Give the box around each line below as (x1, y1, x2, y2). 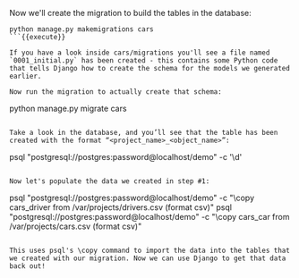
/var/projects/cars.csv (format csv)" (9, 221, 142, 232)
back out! (9, 262, 47, 271)
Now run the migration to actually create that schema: (9, 88, 222, 97)
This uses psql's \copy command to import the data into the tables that (9, 246, 291, 255)
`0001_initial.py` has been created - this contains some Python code (9, 56, 278, 65)
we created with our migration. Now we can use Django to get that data (9, 254, 286, 263)
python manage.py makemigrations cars (9, 25, 154, 34)
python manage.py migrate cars (9, 103, 127, 114)
